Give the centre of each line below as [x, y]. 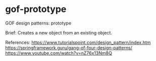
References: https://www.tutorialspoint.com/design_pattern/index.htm [78, 42]
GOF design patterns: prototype [38, 23]
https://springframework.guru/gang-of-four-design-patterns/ [69, 47]
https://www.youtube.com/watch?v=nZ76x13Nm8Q [59, 53]
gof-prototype [36, 9]
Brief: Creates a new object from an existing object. [59, 32]
